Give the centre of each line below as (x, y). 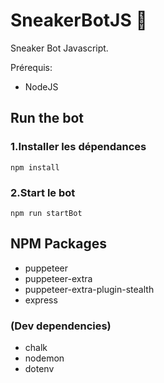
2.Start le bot (43, 192)
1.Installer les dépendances (78, 147)
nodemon (44, 358)
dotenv (39, 369)
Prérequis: (31, 67)
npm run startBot (46, 213)
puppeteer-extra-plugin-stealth (89, 289)
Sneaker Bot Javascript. (59, 48)
